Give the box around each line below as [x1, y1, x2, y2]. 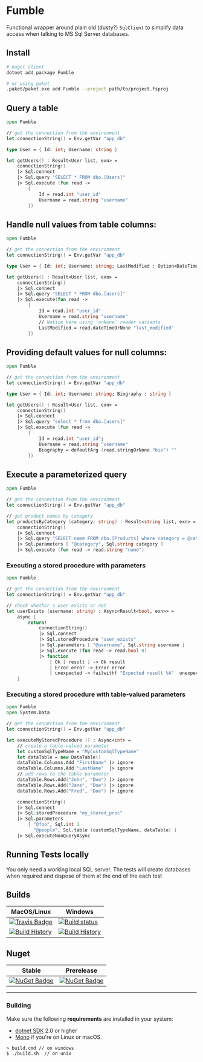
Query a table [6, 103, 59, 113]
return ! [28, 620, 47, 626]
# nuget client [6, 64, 45, 70]
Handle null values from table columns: [6, 219, 157, 229]
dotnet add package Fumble [6, 69, 74, 76]
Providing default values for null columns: [6, 347, 167, 357]
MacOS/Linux [11, 908, 51, 916]
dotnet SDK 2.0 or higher [14, 1027, 77, 1034]
